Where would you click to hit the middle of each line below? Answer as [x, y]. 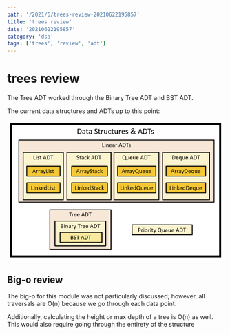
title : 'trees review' [40, 22]
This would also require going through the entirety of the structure [101, 325]
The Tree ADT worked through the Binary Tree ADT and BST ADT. [101, 98]
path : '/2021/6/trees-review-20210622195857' [73, 14]
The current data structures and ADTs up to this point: [84, 111]
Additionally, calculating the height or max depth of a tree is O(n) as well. [110, 317]
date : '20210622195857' [41, 29]
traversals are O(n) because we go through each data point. [92, 304]
